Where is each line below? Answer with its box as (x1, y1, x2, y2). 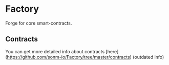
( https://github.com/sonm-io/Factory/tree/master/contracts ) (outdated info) (5, 54, 164, 60)
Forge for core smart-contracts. (5, 20, 72, 26)
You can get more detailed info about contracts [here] (5, 48, 119, 54)
